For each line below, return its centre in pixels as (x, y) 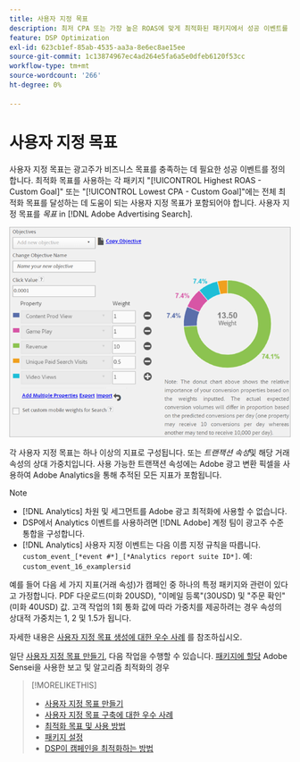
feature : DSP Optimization (59, 38)
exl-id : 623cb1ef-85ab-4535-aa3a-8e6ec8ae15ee (97, 47)
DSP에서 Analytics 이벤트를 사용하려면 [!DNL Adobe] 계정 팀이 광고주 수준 (153, 522)
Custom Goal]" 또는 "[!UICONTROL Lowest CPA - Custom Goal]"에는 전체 (143, 191)
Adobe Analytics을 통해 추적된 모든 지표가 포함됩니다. (127, 475)
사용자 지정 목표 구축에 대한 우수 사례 (109, 715)
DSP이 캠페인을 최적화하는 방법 (99, 749)
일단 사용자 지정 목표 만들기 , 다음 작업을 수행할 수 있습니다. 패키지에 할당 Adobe (148, 656)
